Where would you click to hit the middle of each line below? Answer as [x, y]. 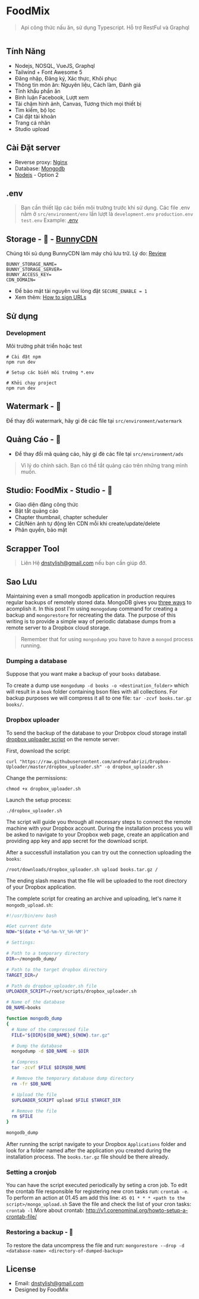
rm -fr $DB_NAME [31, 1084]
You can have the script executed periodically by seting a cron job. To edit [97, 1185]
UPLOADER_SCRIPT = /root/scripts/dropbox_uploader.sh [71, 992]
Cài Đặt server [33, 148]
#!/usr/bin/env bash [32, 916]
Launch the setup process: [39, 800]
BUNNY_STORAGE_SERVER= [34, 270]
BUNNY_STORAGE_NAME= [32, 264]
